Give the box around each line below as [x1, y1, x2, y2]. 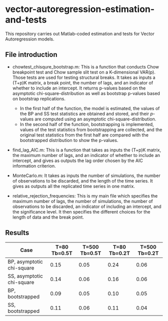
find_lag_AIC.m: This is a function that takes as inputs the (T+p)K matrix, [12, 146, 161, 153]
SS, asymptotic [7, 272, 43, 279]
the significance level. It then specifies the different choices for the [12, 208, 150, 214]
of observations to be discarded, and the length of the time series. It [12, 177, 153, 183]
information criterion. [12, 162, 56, 168]
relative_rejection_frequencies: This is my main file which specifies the [12, 192, 158, 198]
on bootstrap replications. [12, 95, 66, 101]
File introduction [5, 50, 57, 59]
